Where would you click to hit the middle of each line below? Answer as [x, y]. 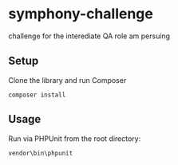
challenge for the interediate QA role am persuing [89, 36]
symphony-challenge [81, 14]
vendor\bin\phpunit [41, 153]
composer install [37, 95]
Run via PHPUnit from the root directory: [75, 138]
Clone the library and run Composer [67, 80]
